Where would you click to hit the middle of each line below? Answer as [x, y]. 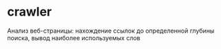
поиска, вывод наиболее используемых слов [74, 37]
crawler [30, 12]
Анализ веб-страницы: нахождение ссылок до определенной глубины [111, 31]
